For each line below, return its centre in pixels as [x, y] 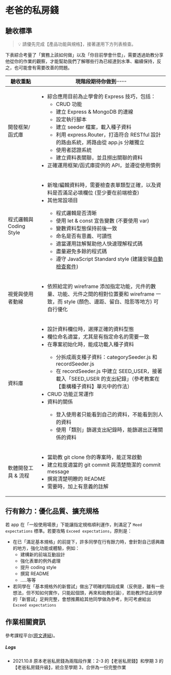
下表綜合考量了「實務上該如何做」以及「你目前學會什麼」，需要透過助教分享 [84, 55]
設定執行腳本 [71, 119]
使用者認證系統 [74, 150]
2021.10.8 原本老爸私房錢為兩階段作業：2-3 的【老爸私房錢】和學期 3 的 [88, 661]
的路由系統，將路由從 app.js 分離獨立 [100, 142]
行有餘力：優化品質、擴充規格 [52, 511]
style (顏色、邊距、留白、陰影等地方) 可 [111, 302]
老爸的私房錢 [32, 10]
